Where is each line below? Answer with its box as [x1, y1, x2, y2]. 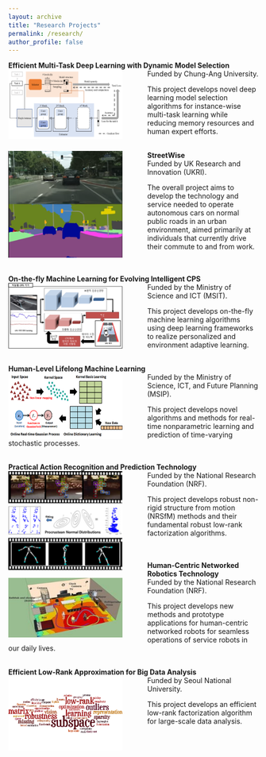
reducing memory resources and [147, 118, 255, 128]
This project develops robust [147, 495, 241, 504]
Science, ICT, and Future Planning [147, 381, 259, 391]
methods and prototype [147, 610, 225, 620]
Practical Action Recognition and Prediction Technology [8, 462, 197, 472]
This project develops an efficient [147, 700, 256, 709]
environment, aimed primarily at [147, 225, 252, 234]
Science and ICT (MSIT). [147, 291, 228, 301]
